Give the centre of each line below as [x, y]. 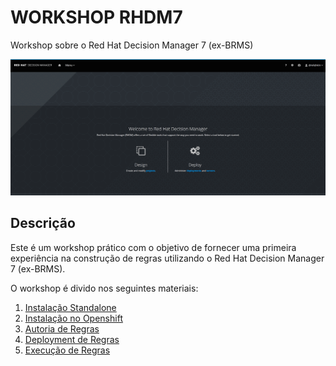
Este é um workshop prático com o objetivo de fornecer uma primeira [153, 247]
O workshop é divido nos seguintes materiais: [104, 288]
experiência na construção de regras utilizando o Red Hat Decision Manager [167, 258]
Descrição [43, 223]
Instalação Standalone [70, 307]
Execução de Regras [67, 350]
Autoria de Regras [62, 328]
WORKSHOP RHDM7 [96, 17]
